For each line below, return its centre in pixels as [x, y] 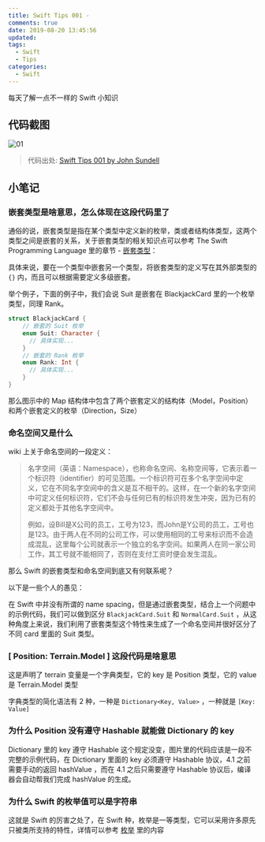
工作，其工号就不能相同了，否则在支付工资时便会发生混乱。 [124, 554]
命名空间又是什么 [41, 433]
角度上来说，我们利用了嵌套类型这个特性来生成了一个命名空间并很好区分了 [136, 624]
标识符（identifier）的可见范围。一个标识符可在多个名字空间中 [135, 479]
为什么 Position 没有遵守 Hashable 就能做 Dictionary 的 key [121, 731]
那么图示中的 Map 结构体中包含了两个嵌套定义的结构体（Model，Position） [130, 401]
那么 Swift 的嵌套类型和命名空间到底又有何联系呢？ [91, 571]
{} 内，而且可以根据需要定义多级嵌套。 [72, 278]
